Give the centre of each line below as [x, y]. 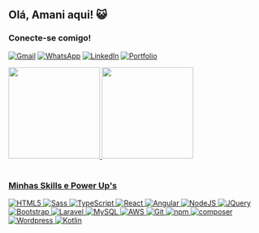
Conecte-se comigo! [50, 38]
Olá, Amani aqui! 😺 [58, 15]
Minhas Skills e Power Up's [63, 185]
